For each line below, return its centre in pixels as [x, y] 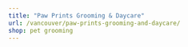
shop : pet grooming [41, 30]
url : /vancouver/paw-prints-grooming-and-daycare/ [94, 23]
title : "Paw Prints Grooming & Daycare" [77, 16]
